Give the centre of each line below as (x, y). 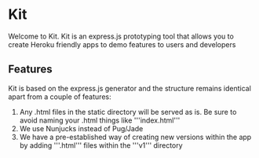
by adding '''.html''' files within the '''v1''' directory (101, 145)
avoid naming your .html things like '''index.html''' (100, 120)
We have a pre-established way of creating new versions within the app (135, 137)
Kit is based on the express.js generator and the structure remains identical (129, 88)
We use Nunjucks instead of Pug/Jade (81, 128)
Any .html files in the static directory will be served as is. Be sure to (128, 112)
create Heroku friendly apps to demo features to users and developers (122, 44)
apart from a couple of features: (60, 97)
